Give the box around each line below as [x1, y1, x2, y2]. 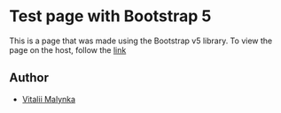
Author [9, 71, 49, 86]
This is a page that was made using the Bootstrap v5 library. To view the [9, 35, 273, 46]
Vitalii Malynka [21, 94, 76, 104]
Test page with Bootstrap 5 [9, 6, 212, 26]
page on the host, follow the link [9, 44, 127, 55]
